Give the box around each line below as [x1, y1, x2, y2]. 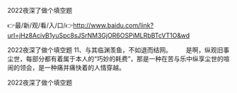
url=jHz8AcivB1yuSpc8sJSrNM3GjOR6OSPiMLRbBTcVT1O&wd [7, 31, 190, 39]
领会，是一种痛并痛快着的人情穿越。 [19, 63, 125, 72]
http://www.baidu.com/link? [73, 21, 154, 30]
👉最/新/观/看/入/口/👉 [7, 21, 74, 30]
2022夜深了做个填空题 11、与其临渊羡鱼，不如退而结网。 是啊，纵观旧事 [7, 46, 230, 54]
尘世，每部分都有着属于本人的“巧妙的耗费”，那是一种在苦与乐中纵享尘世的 [7, 55, 224, 63]
